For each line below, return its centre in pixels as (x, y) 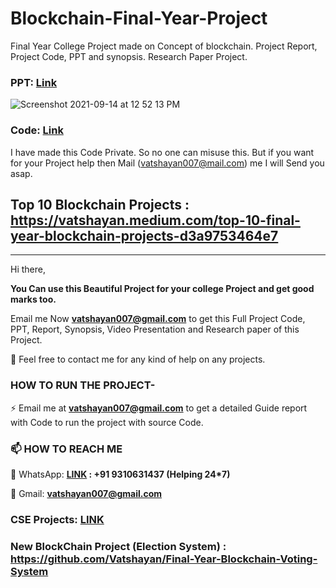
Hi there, (28, 269)
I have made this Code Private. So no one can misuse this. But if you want (162, 152)
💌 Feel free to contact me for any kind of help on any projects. (138, 359)
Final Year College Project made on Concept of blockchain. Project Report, (164, 46)
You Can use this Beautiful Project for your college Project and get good (162, 289)
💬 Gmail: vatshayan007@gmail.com (86, 493)
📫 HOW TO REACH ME (66, 449)
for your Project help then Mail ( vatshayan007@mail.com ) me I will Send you (167, 163)
